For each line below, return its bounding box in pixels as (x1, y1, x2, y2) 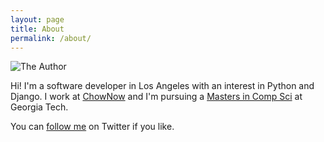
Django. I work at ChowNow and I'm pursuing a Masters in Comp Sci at (10, 91, 303, 103)
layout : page (10, 14, 65, 25)
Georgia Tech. (10, 101, 69, 113)
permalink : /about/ (10, 33, 92, 43)
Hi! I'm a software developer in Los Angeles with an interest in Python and (10, 80, 315, 92)
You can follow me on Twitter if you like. (10, 121, 175, 133)
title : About (10, 24, 65, 34)
